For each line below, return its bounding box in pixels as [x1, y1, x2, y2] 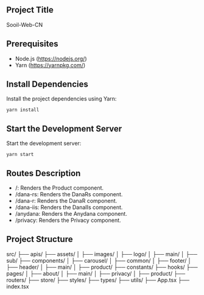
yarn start [6, 152, 34, 158]
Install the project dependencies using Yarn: [6, 95, 117, 102]
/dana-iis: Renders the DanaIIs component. [15, 204, 123, 211]
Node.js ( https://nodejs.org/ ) [15, 55, 87, 62]
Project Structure [6, 234, 73, 244]
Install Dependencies [6, 79, 88, 90]
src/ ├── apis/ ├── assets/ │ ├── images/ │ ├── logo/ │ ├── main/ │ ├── [6, 250, 198, 258]
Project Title [6, 5, 54, 15]
